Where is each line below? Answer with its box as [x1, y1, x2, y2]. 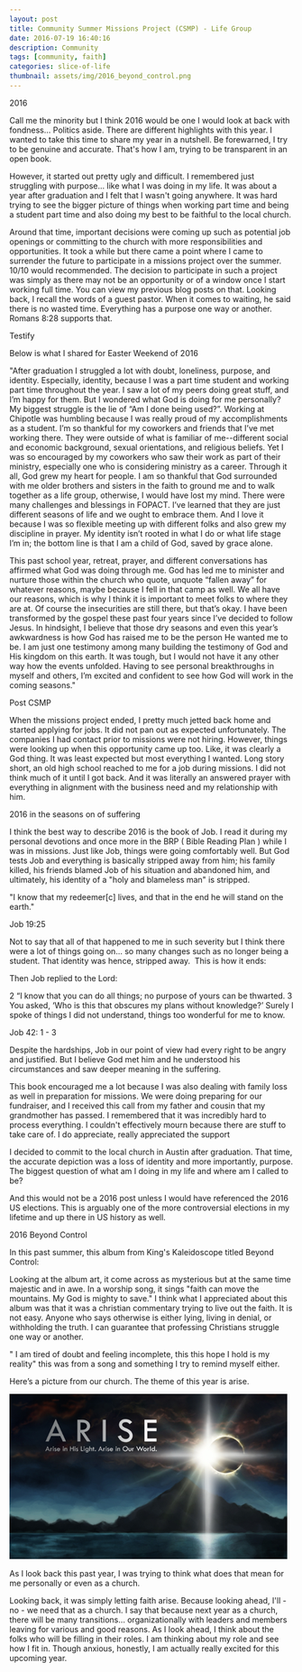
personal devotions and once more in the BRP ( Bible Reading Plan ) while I [9, 835, 287, 847]
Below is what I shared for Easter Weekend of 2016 [9, 347, 198, 358]
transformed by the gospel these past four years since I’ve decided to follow [9, 612, 293, 623]
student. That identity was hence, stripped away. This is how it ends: [9, 955, 267, 966]
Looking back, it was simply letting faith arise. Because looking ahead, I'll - [9, 1594, 287, 1605]
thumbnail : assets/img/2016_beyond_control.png [9, 72, 192, 81]
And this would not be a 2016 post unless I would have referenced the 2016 [9, 1192, 288, 1203]
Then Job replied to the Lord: [9, 972, 118, 983]
